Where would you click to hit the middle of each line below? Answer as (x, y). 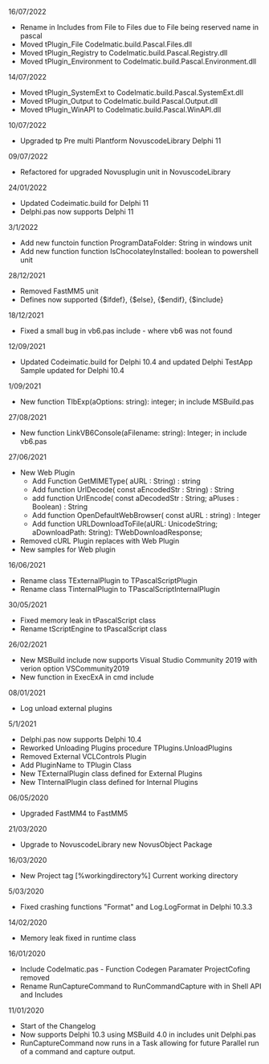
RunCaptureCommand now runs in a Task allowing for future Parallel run (139, 1043)
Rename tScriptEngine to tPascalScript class (93, 629)
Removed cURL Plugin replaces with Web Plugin (100, 541)
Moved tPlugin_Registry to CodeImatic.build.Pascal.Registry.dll (124, 53)
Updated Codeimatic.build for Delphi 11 (84, 203)
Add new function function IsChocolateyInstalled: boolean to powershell (139, 251)
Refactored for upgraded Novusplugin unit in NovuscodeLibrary (125, 172)
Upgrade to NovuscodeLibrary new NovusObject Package (116, 844)
